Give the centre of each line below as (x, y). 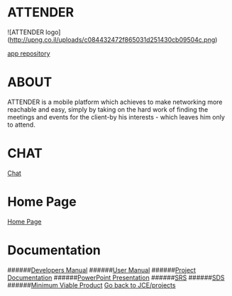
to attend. (21, 125)
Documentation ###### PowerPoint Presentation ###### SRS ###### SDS (116, 277)
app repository (29, 53)
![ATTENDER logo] (34, 32)
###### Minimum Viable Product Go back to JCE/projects (92, 285)
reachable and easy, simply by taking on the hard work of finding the (108, 109)
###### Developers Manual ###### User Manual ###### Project (102, 270)
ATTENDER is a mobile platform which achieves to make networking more (115, 102)
